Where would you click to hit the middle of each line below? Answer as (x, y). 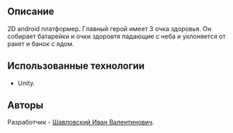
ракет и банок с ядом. (41, 44)
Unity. (26, 83)
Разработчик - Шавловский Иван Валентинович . (81, 122)
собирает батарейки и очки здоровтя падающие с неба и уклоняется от (116, 36)
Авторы (25, 105)
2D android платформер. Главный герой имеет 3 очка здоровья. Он (109, 28)
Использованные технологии (76, 66)
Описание (31, 12)
